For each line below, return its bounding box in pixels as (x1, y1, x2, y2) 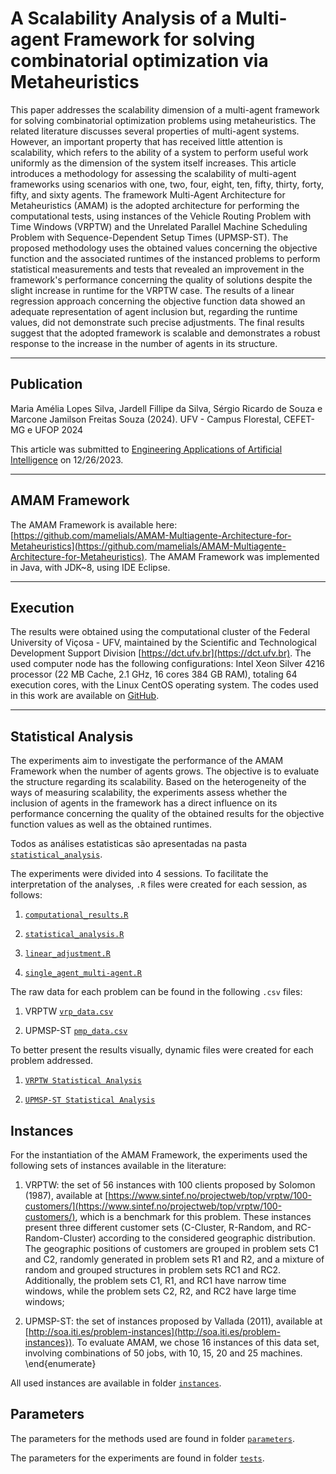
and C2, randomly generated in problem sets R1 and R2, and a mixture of (24, 1253, 325, 1265)
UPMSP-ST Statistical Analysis (24, 1095, 156, 1106)
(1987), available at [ (24, 1190, 109, 1201)
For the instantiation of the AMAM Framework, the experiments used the (10, 1149, 308, 1161)
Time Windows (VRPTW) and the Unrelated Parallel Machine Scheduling (10, 220, 308, 232)
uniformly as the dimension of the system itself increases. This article (10, 157, 297, 169)
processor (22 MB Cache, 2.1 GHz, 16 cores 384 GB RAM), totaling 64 (10, 668, 298, 681)
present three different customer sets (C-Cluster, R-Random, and (24, 1222, 293, 1233)
